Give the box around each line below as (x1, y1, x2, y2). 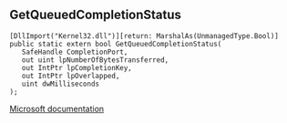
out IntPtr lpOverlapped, (21, 71, 120, 80)
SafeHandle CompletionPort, (21, 47, 128, 56)
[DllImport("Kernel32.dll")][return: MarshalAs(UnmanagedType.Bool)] (9, 31, 280, 40)
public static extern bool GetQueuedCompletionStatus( (9, 39, 222, 48)
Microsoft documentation (9, 103, 105, 114)
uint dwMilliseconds (21, 79, 100, 88)
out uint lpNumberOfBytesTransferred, (21, 55, 169, 65)
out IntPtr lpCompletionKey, (21, 63, 132, 72)
